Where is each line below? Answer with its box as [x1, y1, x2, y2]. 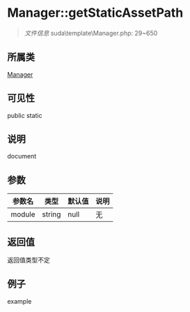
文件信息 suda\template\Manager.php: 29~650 [24, 29, 158, 37]
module [10, 209, 36, 219]
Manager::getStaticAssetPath [7, 5, 184, 21]
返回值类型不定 [7, 256, 50, 264]
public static [7, 111, 43, 119]
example [7, 297, 32, 305]
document [7, 152, 37, 161]
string [42, 209, 61, 219]
